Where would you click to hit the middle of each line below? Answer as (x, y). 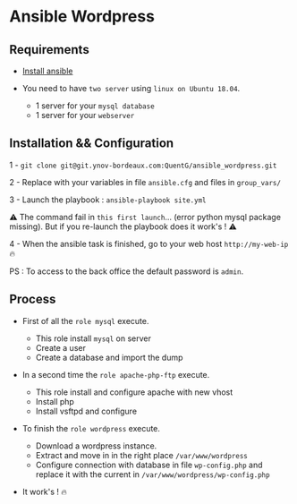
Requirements (49, 50)
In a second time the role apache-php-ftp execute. (116, 374)
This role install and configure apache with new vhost (134, 392)
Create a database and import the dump (109, 357)
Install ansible (47, 71)
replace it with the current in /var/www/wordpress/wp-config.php (153, 474)
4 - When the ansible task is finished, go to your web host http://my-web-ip (149, 243)
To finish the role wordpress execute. (91, 428)
